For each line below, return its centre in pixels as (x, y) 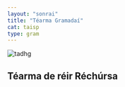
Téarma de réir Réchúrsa (63, 76)
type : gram (23, 34)
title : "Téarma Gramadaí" (45, 21)
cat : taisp (23, 27)
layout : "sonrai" (33, 14)
